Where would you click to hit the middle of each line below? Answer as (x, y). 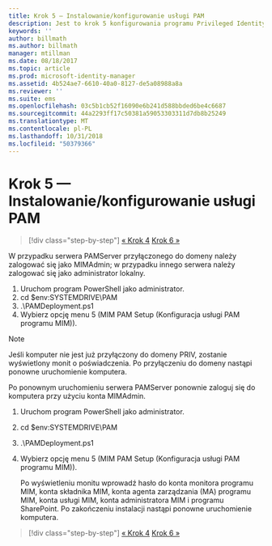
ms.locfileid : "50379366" (52, 144)
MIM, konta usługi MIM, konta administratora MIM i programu (122, 500)
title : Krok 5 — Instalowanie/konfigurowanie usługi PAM (106, 16)
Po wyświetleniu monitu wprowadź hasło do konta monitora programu (136, 483)
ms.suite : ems (32, 99)
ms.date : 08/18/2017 (43, 61)
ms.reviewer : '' (36, 91)
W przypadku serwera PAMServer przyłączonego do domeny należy (123, 256)
